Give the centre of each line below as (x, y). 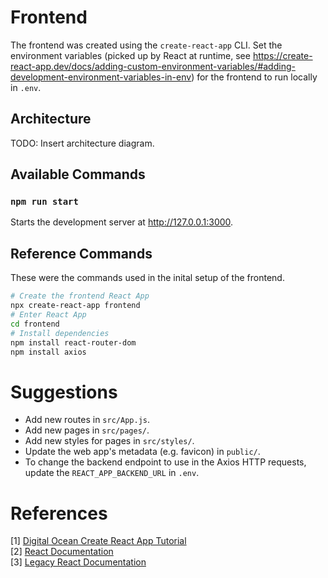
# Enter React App (48, 315)
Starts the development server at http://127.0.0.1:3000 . (122, 222)
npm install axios (48, 352)
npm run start (44, 202)
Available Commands (78, 174)
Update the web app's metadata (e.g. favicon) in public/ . (142, 452)
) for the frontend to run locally (254, 77)
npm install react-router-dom (73, 342)
